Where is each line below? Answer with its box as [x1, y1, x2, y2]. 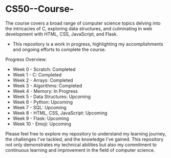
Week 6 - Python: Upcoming [12, 98, 73, 105]
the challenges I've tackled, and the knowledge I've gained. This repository [5, 136, 164, 142]
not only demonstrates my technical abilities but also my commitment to [5, 142, 157, 148]
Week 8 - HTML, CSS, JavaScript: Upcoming [12, 110, 108, 116]
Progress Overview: [5, 56, 47, 62]
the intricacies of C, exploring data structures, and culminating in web [5, 25, 153, 31]
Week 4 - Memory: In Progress [12, 88, 78, 94]
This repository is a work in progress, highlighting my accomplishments [12, 41, 164, 47]
